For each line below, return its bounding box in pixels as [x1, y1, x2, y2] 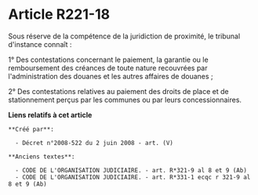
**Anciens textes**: [8, 153, 76, 161]
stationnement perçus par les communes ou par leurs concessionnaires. [8, 95, 242, 104]
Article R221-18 [8, 5, 111, 23]
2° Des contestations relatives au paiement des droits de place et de [8, 86, 229, 96]
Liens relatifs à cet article [8, 110, 93, 119]
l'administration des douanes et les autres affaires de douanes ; [8, 71, 213, 81]
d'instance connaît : [8, 39, 72, 49]
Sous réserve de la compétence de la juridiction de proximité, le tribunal [8, 31, 241, 41]
